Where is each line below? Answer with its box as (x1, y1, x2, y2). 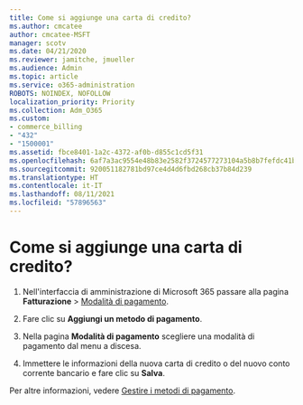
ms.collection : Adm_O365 (9, 106, 103, 115)
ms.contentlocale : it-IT (9, 182, 103, 191)
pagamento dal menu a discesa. (22, 340, 142, 351)
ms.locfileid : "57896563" (9, 198, 106, 208)
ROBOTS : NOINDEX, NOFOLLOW (9, 89, 111, 98)
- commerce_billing (9, 123, 83, 132)
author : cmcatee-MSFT (9, 30, 91, 39)
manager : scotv (9, 38, 67, 48)
